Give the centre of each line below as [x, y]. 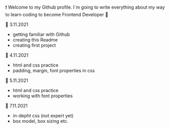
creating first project [34, 45]
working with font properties [43, 96]
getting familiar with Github [41, 34]
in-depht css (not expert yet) [43, 116]
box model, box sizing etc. [40, 121]
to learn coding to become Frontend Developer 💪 [57, 15]
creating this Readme [35, 40]
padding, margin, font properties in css [54, 70]
